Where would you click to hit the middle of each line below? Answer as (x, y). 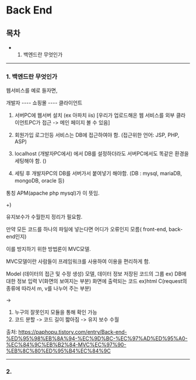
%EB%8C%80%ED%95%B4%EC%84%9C (58, 351)
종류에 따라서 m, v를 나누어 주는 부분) (49, 289)
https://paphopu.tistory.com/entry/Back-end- (73, 332)
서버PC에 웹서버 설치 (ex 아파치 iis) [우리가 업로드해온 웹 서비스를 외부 (94, 115)
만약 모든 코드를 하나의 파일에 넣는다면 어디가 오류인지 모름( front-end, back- (94, 229)
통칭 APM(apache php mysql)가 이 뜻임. (53, 193)
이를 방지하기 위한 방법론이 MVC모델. (49, 249)
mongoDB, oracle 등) (39, 181)
